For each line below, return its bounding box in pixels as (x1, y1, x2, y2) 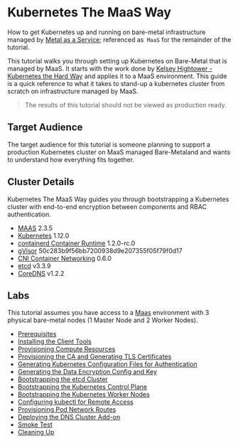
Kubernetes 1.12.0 (17, 231, 70, 240)
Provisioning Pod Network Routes (17, 405, 117, 414)
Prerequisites (17, 330, 57, 338)
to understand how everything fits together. (7, 155, 135, 164)
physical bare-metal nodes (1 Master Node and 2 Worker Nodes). (7, 316, 198, 324)
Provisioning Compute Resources (17, 345, 116, 353)
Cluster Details (7, 176, 75, 188)
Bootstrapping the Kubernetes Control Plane (17, 383, 148, 391)
